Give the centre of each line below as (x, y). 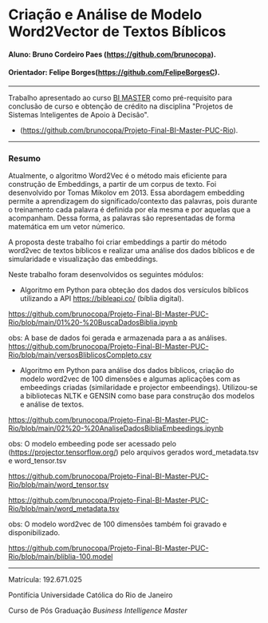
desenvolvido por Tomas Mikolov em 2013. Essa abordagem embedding (126, 192)
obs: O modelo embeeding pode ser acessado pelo (93, 444)
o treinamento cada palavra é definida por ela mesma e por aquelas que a (130, 210)
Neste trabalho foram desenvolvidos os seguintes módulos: (106, 275)
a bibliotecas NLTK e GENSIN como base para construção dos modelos (137, 396)
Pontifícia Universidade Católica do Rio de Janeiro (91, 595)
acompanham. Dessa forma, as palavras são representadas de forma (122, 218)
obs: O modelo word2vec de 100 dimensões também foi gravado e (118, 524)
